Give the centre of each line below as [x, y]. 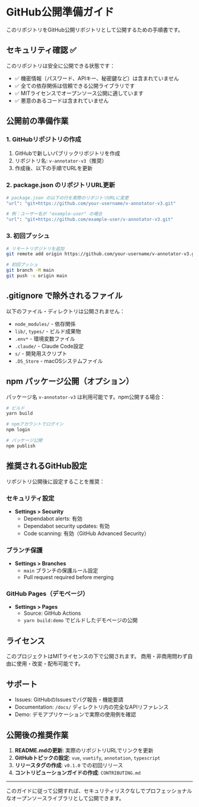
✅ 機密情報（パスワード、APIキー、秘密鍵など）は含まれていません [97, 78]
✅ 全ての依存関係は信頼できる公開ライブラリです [75, 85]
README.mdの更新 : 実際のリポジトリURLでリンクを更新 [84, 750]
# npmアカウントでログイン [35, 424]
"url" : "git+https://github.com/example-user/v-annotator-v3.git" [90, 220]
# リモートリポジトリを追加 [36, 249]
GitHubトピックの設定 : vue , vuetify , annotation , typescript [87, 758]
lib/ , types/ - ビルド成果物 [48, 331]
